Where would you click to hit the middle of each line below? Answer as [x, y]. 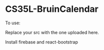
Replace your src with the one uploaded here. [52, 32]
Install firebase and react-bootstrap [42, 42]
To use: [13, 23]
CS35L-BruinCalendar [52, 9]
